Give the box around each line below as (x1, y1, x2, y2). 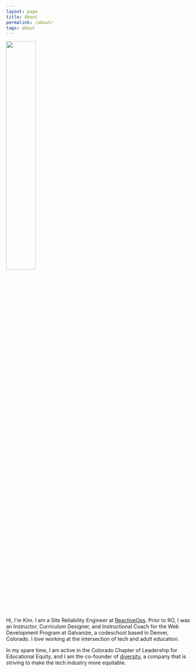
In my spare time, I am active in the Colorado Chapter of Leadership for (6, 647, 177, 654)
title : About (6, 14, 38, 20)
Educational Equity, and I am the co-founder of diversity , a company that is (6, 653, 186, 660)
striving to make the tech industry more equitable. (6, 659, 126, 666)
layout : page (6, 8, 38, 15)
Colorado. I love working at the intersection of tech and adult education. (6, 636, 180, 643)
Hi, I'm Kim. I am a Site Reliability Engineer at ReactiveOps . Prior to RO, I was (6, 617, 190, 624)
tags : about (6, 25, 35, 31)
